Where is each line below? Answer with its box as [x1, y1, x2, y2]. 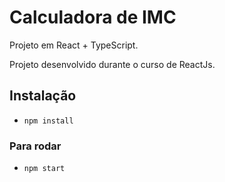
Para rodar [9, 139, 62, 153]
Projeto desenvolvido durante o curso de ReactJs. [9, 58, 216, 70]
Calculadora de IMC [9, 6, 177, 29]
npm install [23, 116, 74, 126]
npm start [23, 164, 66, 174]
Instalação [9, 87, 77, 105]
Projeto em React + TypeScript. [9, 39, 139, 51]
